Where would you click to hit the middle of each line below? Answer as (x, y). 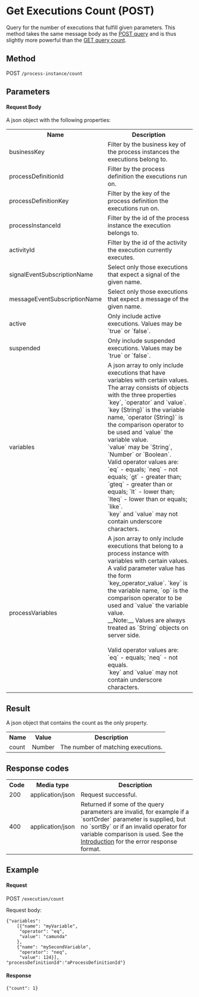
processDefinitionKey (39, 201)
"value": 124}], (39, 957)
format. (91, 849)
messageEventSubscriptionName (56, 299)
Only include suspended (142, 341)
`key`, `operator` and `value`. (147, 403)
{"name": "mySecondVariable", (54, 947)
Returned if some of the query (123, 804)
